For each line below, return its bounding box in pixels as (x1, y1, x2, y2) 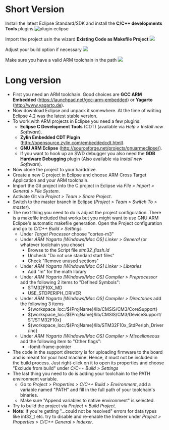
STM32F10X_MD (27, 284, 63, 291)
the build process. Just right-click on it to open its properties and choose (12, 360, 164, 366)
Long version (5, 75, 62, 86)
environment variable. (12, 375, 58, 382)
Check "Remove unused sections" (27, 258, 99, 264)
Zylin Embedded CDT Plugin (20, 134, 81, 140)
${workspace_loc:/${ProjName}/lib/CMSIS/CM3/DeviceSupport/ (27, 311, 162, 317)
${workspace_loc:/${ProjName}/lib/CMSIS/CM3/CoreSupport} (27, 306, 158, 312)
